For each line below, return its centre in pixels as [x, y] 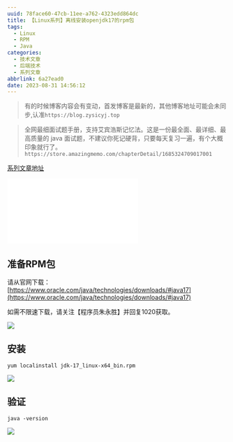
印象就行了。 [43, 147]
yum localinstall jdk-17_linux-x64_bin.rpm [72, 365]
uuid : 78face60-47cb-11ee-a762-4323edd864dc [73, 14]
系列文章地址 [25, 168]
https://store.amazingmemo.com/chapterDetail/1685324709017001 [118, 155]
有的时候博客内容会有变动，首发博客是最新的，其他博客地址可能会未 [122, 106]
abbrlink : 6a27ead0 [36, 79]
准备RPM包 [31, 264]
